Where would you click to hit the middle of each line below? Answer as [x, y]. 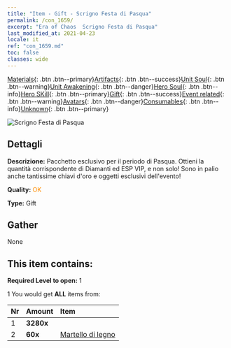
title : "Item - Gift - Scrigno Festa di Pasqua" [79, 14]
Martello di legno [87, 335]
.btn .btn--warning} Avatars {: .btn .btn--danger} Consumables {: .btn [104, 101]
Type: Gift [22, 203]
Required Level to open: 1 [44, 281]
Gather [23, 225]
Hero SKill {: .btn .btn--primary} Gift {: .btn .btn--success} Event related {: [122, 94]
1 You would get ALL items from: [54, 294]
